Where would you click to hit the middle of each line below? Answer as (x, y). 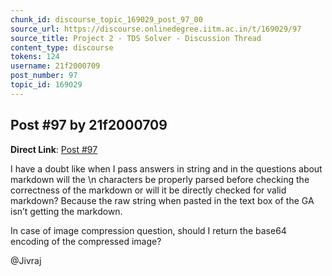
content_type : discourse (62, 47)
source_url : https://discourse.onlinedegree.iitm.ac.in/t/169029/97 (156, 29)
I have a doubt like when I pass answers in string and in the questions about (166, 168)
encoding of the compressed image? (86, 241)
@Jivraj (26, 260)
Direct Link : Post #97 (54, 149)
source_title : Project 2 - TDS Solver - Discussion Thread (136, 38)
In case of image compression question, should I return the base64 (148, 230)
